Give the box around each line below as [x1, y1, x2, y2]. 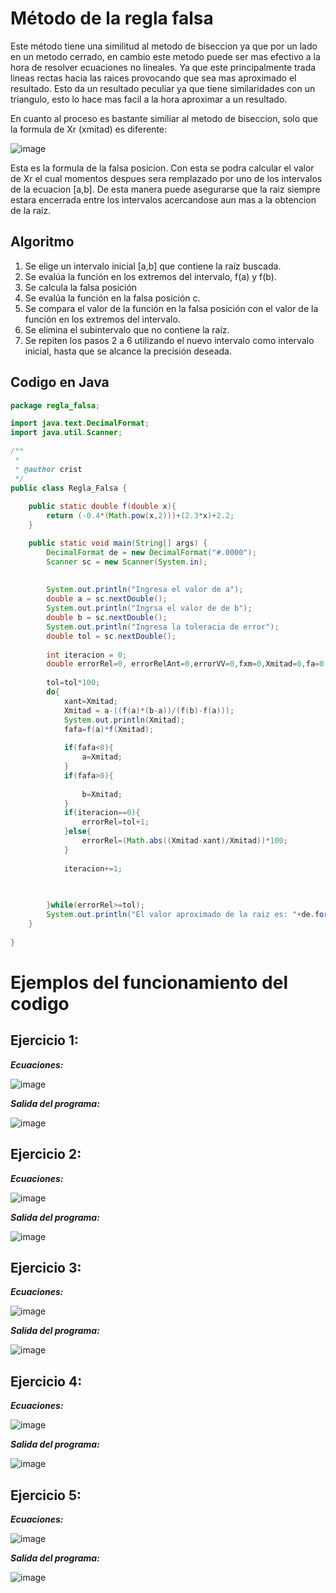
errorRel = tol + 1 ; [81, 817, 150, 827]
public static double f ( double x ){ [28, 502, 177, 512]
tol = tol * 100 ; [46, 678, 101, 688]
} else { [63, 827, 92, 837]
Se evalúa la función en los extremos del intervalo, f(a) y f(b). [24, 270, 277, 282]
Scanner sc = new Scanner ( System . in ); [46, 557, 208, 567]
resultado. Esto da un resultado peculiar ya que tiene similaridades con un [10, 82, 316, 94]
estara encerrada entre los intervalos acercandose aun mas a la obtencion [10, 193, 317, 206]
